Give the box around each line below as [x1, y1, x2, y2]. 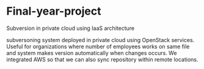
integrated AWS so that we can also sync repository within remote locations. [6, 56, 199, 63]
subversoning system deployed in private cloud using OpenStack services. [6, 36, 195, 43]
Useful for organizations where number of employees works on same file [6, 43, 190, 50]
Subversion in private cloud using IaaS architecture [6, 24, 135, 32]
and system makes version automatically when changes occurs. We [6, 49, 177, 56]
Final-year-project [6, 4, 101, 18]
